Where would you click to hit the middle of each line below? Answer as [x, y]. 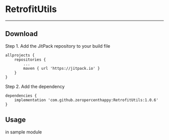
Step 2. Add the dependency [35, 86]
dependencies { [21, 96]
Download [21, 34]
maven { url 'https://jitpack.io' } [62, 68]
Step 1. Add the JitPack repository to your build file [58, 46]
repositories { [30, 59]
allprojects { [20, 55]
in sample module [24, 132]
